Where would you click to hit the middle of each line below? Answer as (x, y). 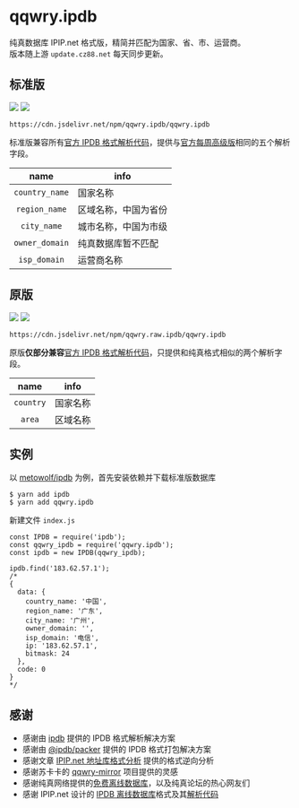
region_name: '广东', (64, 612)
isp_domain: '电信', (62, 639)
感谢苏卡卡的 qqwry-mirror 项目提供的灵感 (100, 772)
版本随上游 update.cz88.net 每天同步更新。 (89, 53)
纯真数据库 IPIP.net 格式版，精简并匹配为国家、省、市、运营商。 (128, 42)
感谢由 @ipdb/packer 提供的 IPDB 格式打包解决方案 (117, 750)
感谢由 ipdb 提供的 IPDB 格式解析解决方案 (99, 738)
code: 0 (32, 670)
